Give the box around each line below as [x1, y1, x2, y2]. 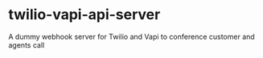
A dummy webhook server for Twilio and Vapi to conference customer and [8, 32, 255, 41]
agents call [8, 40, 45, 49]
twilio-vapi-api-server [8, 6, 161, 24]
